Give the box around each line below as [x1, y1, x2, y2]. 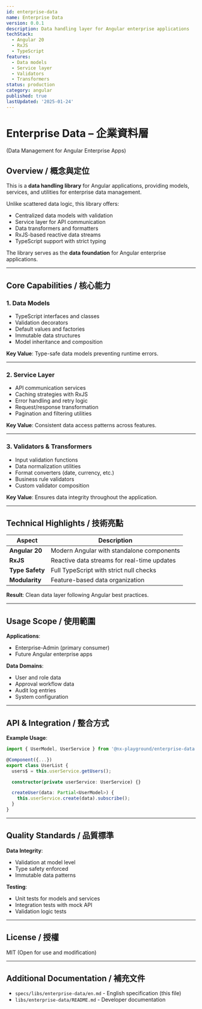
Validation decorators [14, 319, 69, 326]
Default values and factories [14, 325, 85, 333]
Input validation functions [14, 456, 78, 463]
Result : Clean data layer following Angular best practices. [6, 591, 149, 599]
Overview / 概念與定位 [6, 165, 90, 176]
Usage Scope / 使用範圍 [6, 616, 96, 626]
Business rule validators [14, 475, 75, 483]
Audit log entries [14, 687, 56, 694]
